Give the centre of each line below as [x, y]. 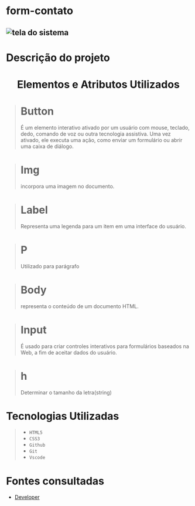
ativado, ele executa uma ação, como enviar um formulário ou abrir [101, 140]
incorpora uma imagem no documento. [67, 186]
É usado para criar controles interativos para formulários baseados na [105, 346]
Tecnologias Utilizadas [63, 416]
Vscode [37, 458]
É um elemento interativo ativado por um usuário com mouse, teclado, [105, 127]
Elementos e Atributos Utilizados [98, 84]
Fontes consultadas [55, 481]
